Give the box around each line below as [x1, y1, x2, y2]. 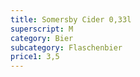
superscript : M [10, 24, 74, 34]
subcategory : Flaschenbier [10, 42, 123, 53]
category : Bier [10, 33, 74, 43]
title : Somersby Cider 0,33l [10, 14, 132, 25]
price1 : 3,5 [10, 52, 60, 62]
